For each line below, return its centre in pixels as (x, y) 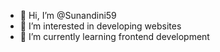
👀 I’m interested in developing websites (100, 26)
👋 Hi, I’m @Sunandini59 (68, 15)
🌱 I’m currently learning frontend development (114, 36)
